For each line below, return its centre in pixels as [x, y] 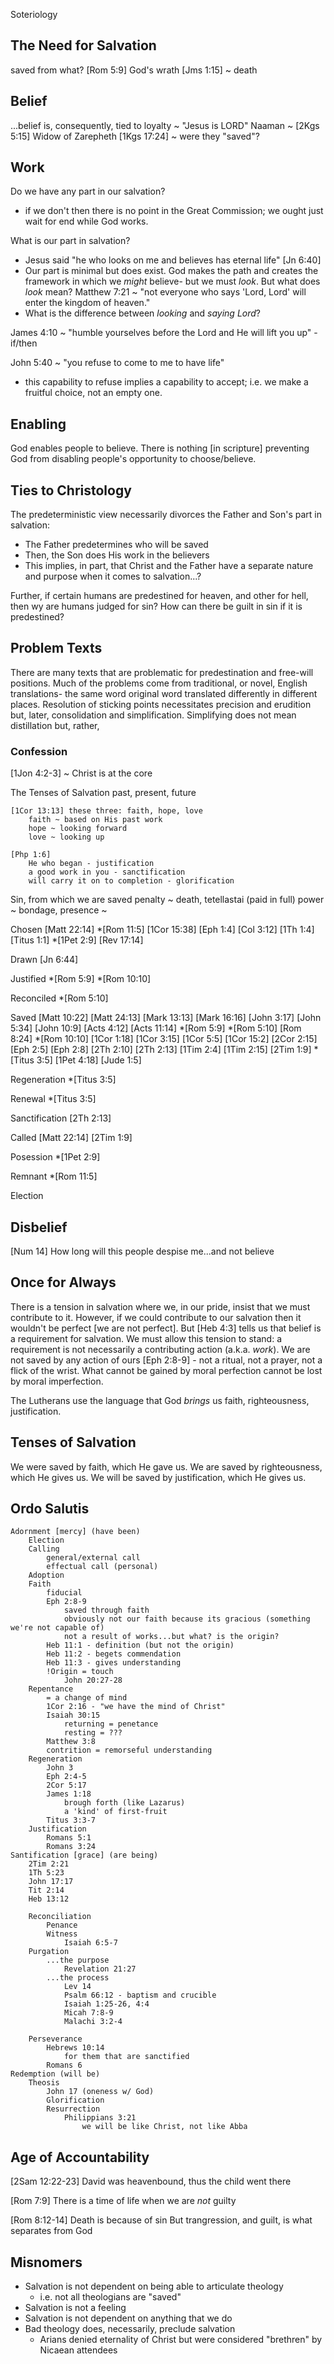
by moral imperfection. [57, 1381]
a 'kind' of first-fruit [115, 1812]
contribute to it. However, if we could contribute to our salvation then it [156, 1317]
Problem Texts [56, 648]
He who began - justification [91, 864]
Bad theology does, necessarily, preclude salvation [130, 2329]
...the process [78, 1978]
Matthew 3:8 [71, 1742]
